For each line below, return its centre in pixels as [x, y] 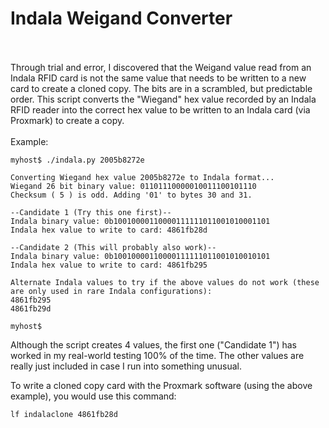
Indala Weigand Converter [121, 18]
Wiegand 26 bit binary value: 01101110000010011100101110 [133, 186]
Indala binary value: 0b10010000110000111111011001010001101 [140, 221]
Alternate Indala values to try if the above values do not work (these [165, 282]
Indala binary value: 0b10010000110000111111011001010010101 [140, 256]
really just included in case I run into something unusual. [126, 366]
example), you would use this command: [93, 396]
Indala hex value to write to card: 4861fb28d [109, 230]
